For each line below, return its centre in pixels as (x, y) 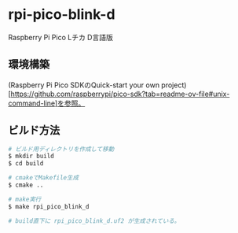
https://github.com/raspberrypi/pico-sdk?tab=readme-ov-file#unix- (120, 94)
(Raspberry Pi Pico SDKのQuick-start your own (84, 85)
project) (174, 85)
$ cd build (26, 164)
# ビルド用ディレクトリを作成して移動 (61, 149)
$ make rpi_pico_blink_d (49, 206)
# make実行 (25, 199)
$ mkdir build (31, 156)
